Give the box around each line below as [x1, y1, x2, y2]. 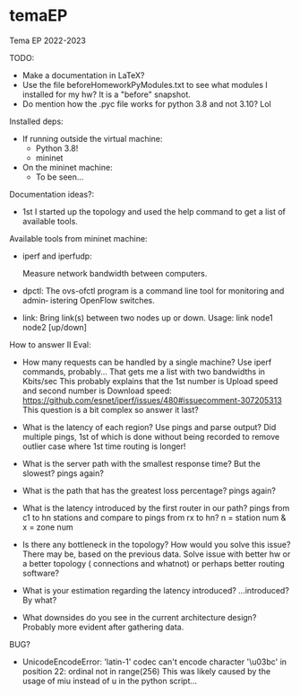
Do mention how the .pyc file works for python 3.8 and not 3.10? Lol [21, 98, 271, 109]
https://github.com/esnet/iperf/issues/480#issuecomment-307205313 [21, 394, 282, 405]
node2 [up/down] [21, 321, 88, 332]
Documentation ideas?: [9, 189, 95, 199]
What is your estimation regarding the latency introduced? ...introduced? [21, 585, 289, 595]
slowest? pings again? [21, 468, 105, 479]
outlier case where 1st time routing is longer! [21, 441, 186, 452]
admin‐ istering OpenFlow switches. [21, 295, 155, 305]
